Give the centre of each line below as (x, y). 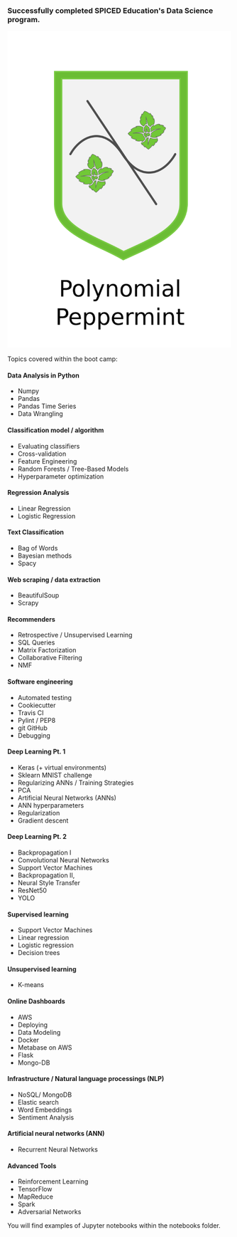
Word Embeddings (45, 1110)
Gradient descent (43, 820)
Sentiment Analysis (46, 1117)
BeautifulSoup (38, 595)
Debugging (34, 735)
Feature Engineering (47, 461)
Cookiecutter (37, 705)
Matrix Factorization (47, 650)
